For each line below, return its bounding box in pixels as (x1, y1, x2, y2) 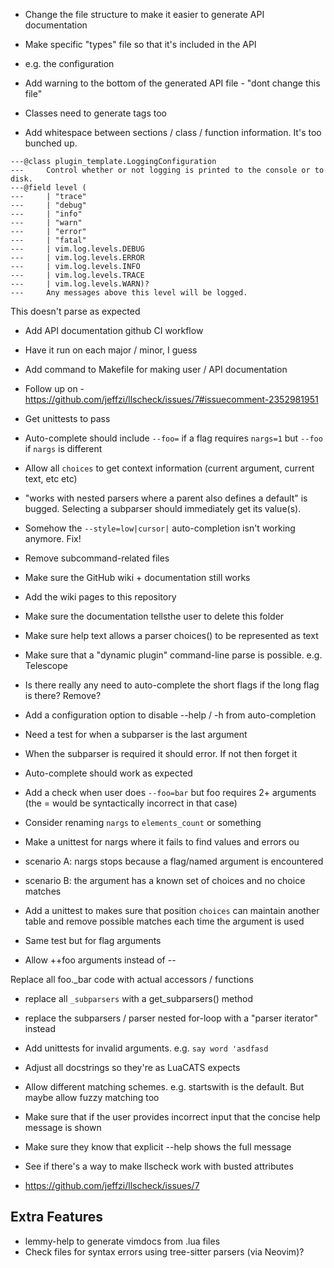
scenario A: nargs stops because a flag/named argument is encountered (24, 855, 324, 867)
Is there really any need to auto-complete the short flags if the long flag (24, 679, 320, 691)
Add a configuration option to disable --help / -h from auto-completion (24, 709, 317, 721)
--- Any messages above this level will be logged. (10, 288, 248, 298)
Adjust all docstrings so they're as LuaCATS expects (24, 1062, 241, 1073)
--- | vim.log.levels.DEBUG (10, 244, 145, 254)
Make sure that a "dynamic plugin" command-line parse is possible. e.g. (24, 649, 323, 661)
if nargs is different (24, 443, 103, 454)
